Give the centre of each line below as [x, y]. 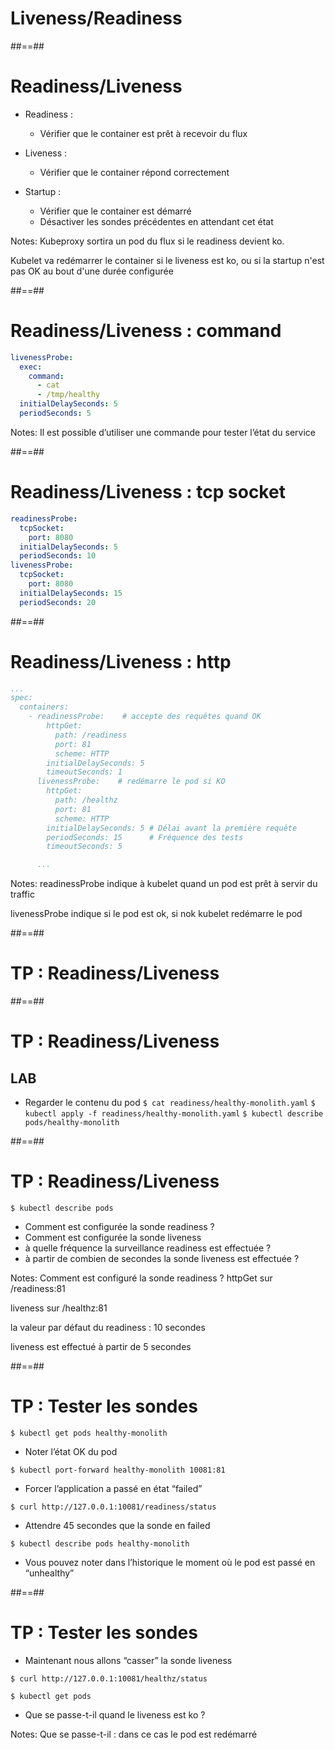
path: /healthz [86, 800]
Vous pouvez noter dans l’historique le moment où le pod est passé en [170, 1562]
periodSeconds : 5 [55, 413]
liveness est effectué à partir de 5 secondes [101, 1347]
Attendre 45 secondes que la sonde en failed [117, 1525]
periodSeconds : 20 [58, 602]
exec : [31, 367]
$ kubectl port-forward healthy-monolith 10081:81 [118, 1470]
